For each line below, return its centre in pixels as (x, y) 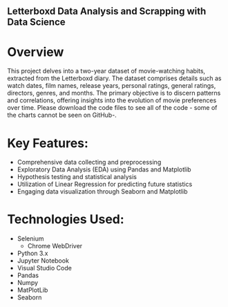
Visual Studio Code (45, 268)
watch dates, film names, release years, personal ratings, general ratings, (112, 86)
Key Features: (48, 143)
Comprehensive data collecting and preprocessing (89, 162)
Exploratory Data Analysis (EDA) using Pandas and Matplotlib (104, 169)
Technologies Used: (66, 220)
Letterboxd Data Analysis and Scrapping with (107, 11)
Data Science (36, 22)
